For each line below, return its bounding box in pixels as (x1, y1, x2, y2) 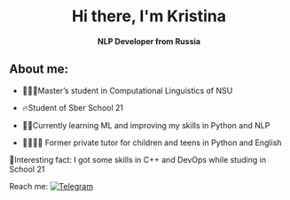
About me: (9, 62, 69, 77)
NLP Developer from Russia (97, 35, 201, 46)
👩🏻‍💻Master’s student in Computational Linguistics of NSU (21, 85, 233, 96)
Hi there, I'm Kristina (71, 6, 227, 27)
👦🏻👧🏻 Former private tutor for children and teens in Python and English (21, 137, 282, 148)
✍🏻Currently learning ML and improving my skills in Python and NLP (21, 119, 270, 130)
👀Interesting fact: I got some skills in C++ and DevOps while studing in (9, 154, 267, 165)
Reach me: (9, 181, 49, 191)
